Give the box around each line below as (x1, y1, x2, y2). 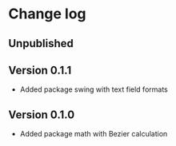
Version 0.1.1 (8, 63, 72, 77)
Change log (8, 5, 86, 23)
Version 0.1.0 (8, 108, 75, 121)
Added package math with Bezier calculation (19, 129, 168, 139)
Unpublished (8, 37, 74, 50)
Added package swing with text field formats (19, 85, 168, 94)
